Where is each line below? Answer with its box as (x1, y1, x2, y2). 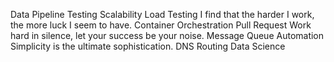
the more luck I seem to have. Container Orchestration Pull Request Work (10, 19, 312, 31)
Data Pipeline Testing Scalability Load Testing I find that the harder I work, (10, 9, 315, 20)
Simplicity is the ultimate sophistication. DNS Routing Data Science (10, 40, 286, 52)
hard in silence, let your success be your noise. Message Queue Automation (10, 30, 325, 41)
